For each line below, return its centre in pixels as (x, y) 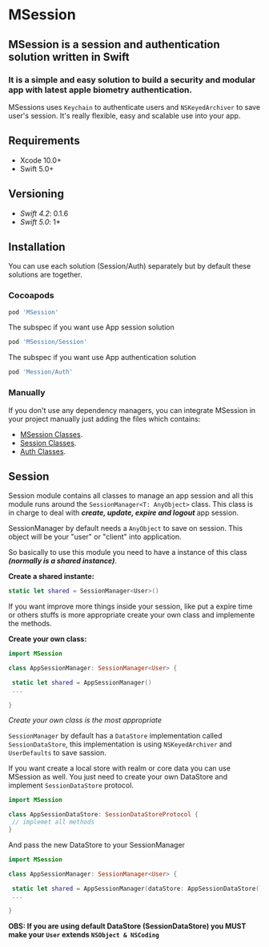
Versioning (36, 194)
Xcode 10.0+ (40, 160)
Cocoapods (31, 296)
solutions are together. (45, 275)
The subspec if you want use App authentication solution (102, 358)
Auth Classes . (43, 451)
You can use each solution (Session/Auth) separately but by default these (130, 266)
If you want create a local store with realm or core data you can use (119, 768)
